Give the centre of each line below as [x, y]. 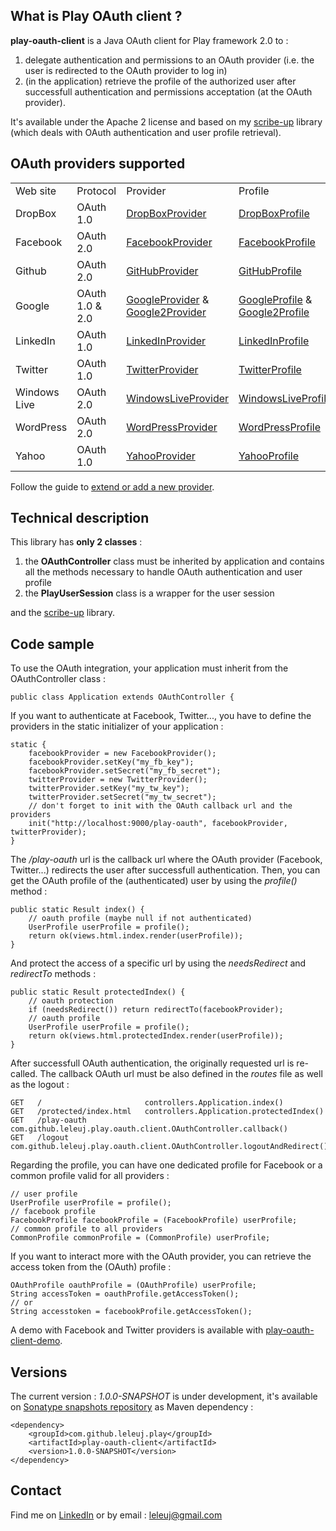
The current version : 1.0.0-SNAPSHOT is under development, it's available [164, 1396]
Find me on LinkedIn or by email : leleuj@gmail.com [116, 1515]
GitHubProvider [162, 271]
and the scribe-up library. [63, 613]
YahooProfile [269, 456]
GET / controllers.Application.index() [147, 1103]
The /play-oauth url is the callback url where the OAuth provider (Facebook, [166, 860]
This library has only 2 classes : [76, 542]
